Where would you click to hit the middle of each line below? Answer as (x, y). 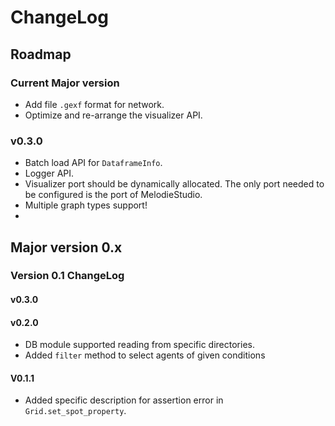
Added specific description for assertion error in (124, 400)
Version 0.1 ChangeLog (67, 276)
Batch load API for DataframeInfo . (93, 163)
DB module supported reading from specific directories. (139, 345)
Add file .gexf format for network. (94, 104)
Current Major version (65, 83)
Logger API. (49, 173)
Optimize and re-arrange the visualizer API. (113, 115)
